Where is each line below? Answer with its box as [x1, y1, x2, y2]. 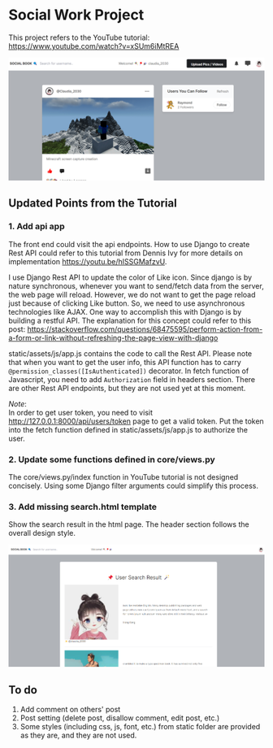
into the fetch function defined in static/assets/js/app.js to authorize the [8, 424, 248, 434]
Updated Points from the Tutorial [8, 197, 177, 211]
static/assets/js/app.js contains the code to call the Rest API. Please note [8, 348, 253, 359]
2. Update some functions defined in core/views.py [8, 454, 215, 465]
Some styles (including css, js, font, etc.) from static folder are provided [19, 722, 261, 732]
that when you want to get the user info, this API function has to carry [8, 357, 241, 367]
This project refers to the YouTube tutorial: [8, 33, 150, 42]
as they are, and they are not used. [19, 730, 137, 741]
